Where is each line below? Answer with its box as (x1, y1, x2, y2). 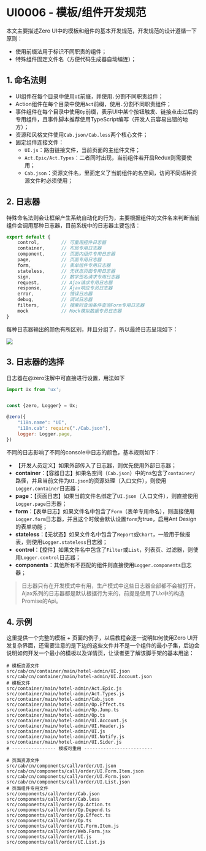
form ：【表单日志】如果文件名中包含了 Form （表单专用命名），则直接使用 (15, 507, 195, 515)
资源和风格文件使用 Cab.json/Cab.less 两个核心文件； (15, 131, 148, 138)
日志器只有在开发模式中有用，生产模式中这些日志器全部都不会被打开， (21, 582, 199, 589)
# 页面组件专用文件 (6, 785, 49, 792)
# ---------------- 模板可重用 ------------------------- (6, 746, 153, 752)
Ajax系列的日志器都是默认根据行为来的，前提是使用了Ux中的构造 (21, 589, 185, 597)
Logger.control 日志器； (20, 553, 82, 561)
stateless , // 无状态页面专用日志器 (17, 268, 115, 274)
